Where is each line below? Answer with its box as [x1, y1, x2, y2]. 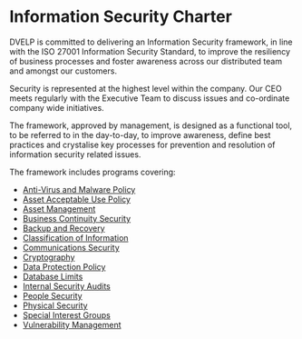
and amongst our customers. [9, 65, 118, 76]
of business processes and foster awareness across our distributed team [9, 55, 283, 66]
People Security [22, 290, 83, 301]
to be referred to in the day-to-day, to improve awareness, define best [9, 129, 271, 140]
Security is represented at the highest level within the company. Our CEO [9, 83, 283, 94]
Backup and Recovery [22, 223, 106, 234]
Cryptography [22, 252, 75, 263]
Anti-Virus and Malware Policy [22, 184, 136, 194]
